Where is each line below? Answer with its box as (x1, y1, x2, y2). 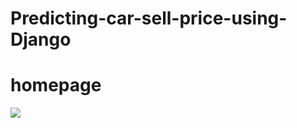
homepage (10, 74, 102, 97)
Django (10, 28, 72, 51)
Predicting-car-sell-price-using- (10, 7, 288, 30)
